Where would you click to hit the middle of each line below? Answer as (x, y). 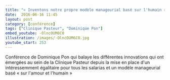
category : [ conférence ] (30, 24)
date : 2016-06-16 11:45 (31, 15)
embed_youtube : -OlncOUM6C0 (35, 33)
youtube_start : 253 (26, 43)
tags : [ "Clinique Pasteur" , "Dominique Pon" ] (54, 29)
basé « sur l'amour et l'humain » (39, 73)
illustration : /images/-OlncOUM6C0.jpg (47, 38)
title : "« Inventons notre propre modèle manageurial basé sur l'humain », (87, 10)
